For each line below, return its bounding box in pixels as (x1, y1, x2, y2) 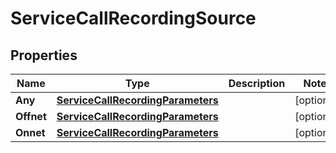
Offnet (15, 110, 47, 123)
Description (228, 77, 286, 90)
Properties (10, 47, 78, 64)
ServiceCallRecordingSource (10, 7, 257, 30)
